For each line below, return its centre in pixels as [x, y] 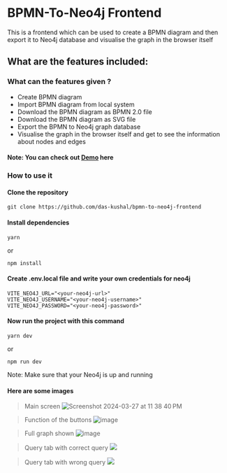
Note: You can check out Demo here [60, 157]
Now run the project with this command [66, 321]
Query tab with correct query [66, 448]
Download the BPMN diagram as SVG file [76, 119]
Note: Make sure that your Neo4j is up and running [80, 374]
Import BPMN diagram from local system [76, 104]
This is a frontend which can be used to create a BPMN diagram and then [113, 32]
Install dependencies [38, 223]
